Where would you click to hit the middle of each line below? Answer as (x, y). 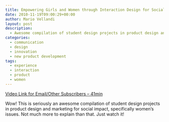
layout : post (19, 24)
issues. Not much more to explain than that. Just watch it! (65, 114)
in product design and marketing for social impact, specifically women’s (80, 108)
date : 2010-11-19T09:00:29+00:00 (40, 14)
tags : (11, 61)
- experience (23, 65)
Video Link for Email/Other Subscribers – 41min (54, 93)
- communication (27, 42)
